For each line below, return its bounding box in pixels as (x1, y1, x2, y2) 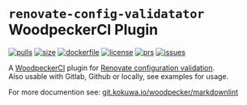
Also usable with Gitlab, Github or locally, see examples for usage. (8, 71, 229, 81)
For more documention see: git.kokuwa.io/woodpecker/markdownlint (8, 87, 239, 97)
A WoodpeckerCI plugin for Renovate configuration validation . (8, 63, 215, 73)
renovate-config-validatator (8, 6, 205, 22)
